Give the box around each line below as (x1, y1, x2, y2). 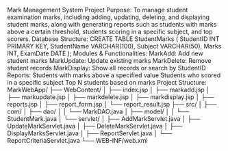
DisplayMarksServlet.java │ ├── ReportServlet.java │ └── (7, 129, 173, 137)
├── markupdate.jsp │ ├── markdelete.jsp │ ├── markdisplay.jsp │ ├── (7, 93, 214, 101)
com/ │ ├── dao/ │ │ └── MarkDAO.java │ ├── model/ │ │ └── (7, 107, 190, 115)
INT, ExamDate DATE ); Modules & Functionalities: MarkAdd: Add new (7, 49, 203, 57)
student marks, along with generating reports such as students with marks (7, 20, 217, 28)
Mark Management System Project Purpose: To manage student (7, 6, 188, 14)
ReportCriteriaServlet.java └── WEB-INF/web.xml (7, 137, 149, 144)
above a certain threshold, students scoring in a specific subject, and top (7, 27, 214, 36)
